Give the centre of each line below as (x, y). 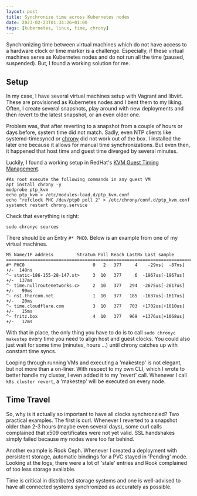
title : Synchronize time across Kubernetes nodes (68, 17)
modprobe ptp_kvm (27, 190)
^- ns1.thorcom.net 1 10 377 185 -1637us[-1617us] (95, 296)
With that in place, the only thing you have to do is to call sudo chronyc (91, 333)
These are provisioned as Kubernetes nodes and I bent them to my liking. (94, 102)
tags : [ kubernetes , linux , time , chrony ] (57, 28)
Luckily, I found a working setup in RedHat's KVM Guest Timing (83, 163)
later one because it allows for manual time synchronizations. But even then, (98, 145)
